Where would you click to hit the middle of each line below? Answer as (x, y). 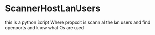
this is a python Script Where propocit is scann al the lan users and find (78, 22)
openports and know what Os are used (45, 27)
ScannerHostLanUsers (53, 9)
